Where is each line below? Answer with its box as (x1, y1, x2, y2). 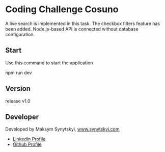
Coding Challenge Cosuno (5, 4, 119, 15)
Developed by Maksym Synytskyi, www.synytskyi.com (5, 126, 120, 132)
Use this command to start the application (5, 60, 93, 66)
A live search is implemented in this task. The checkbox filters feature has (5, 20, 160, 27)
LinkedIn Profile (12, 136, 46, 142)
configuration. (5, 31, 35, 37)
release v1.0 (5, 98, 31, 104)
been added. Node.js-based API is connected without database (5, 26, 139, 32)
